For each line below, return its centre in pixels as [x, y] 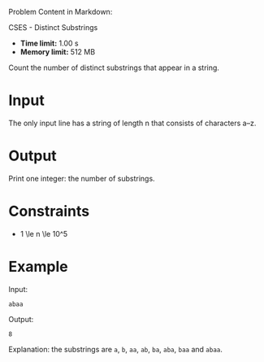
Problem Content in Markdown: [61, 12]
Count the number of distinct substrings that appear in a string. [114, 68]
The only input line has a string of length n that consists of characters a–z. [132, 123]
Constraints [49, 212]
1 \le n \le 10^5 [44, 233]
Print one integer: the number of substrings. [82, 178]
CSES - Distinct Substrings [53, 27]
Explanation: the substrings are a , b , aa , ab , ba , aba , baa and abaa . [116, 349]
